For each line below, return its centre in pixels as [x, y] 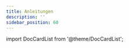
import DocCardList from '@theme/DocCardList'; [65, 39]
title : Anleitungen [30, 11]
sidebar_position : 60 [32, 22]
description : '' [26, 17]
